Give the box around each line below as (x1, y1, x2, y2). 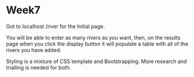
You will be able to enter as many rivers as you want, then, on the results (6, 34, 181, 41)
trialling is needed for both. (6, 64, 71, 71)
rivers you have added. (6, 46, 61, 53)
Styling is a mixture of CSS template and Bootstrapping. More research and (6, 58, 187, 65)
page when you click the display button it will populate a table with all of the (6, 40, 189, 47)
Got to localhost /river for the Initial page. (6, 23, 105, 30)
